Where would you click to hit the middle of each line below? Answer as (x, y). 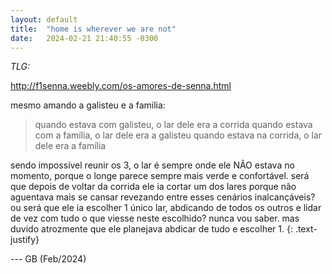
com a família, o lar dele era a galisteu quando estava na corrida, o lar (178, 135)
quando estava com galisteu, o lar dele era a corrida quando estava (173, 125)
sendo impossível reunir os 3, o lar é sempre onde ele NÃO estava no (152, 165)
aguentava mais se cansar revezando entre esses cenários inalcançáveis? (163, 197)
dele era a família (70, 146)
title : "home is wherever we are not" (93, 29)
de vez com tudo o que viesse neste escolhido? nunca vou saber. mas (155, 218)
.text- (306, 229)
